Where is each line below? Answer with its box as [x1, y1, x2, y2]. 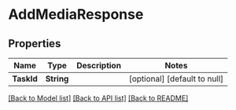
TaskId [12, 73, 38, 84]
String [45, 73, 69, 84]
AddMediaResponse [8, 5, 144, 24]
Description [76, 60, 122, 71]
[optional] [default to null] [128, 73, 224, 84]
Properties [8, 37, 61, 50]
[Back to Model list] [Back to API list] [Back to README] [8, 93, 189, 103]
